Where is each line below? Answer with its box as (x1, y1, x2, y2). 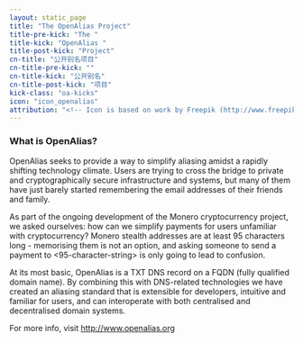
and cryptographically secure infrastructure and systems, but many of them (9, 175, 291, 185)
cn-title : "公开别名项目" (9, 55, 99, 64)
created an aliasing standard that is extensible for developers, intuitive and (9, 285, 287, 297)
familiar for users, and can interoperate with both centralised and (9, 295, 251, 306)
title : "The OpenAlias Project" (9, 22, 131, 31)
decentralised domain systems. (9, 305, 126, 316)
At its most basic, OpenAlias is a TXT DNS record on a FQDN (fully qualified (9, 266, 290, 277)
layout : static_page (9, 13, 87, 22)
